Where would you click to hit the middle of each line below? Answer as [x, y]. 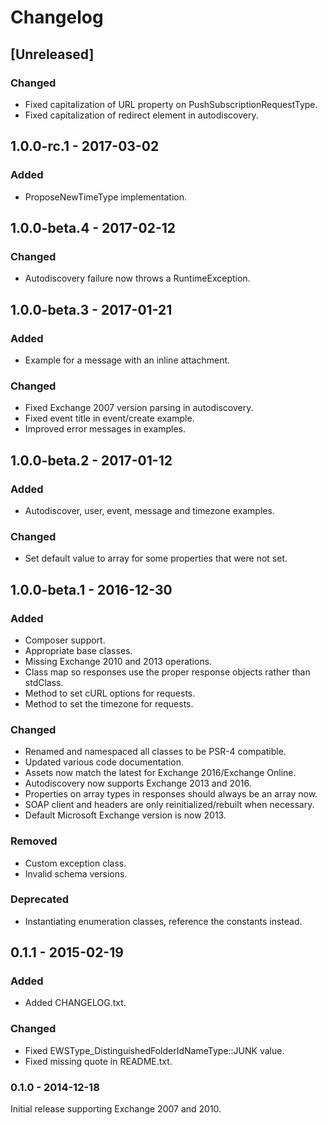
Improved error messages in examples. [105, 429]
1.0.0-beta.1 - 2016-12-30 [91, 589]
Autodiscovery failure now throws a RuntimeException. [137, 278]
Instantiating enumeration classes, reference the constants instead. [163, 921]
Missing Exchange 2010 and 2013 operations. [118, 661]
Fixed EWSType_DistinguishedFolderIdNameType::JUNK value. [154, 1050]
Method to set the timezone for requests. [109, 703]
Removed [34, 841]
